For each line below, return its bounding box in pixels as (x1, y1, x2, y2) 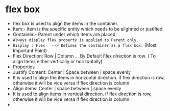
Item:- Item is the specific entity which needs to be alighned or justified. (12, 25, 164, 32)
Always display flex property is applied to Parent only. (12, 37, 139, 43)
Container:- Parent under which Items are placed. (12, 31, 117, 37)
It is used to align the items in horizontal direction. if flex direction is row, (12, 74, 165, 80)
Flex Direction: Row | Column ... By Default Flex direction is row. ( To (12, 52, 156, 59)
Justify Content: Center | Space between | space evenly (12, 69, 131, 75)
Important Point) (12, 47, 47, 53)
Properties (12, 64, 35, 70)
